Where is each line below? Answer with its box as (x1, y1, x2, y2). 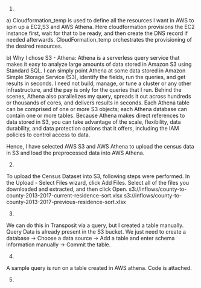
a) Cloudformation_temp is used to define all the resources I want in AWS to (6, 17, 194, 24)
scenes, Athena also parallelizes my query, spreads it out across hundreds (6, 93, 191, 100)
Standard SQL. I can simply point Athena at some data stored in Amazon (6, 67, 186, 74)
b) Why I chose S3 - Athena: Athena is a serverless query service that (6, 54, 180, 61)
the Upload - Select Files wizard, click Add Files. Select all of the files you (6, 179, 190, 186)
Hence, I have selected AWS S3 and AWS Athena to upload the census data (6, 143, 194, 150)
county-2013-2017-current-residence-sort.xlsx (6, 192, 123, 199)
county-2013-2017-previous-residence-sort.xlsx (6, 199, 126, 205)
